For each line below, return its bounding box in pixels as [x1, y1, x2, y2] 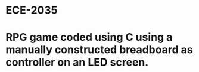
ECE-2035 [5, 4, 58, 17]
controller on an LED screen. [5, 55, 149, 69]
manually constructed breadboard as [5, 43, 193, 57]
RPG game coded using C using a [5, 31, 173, 44]
